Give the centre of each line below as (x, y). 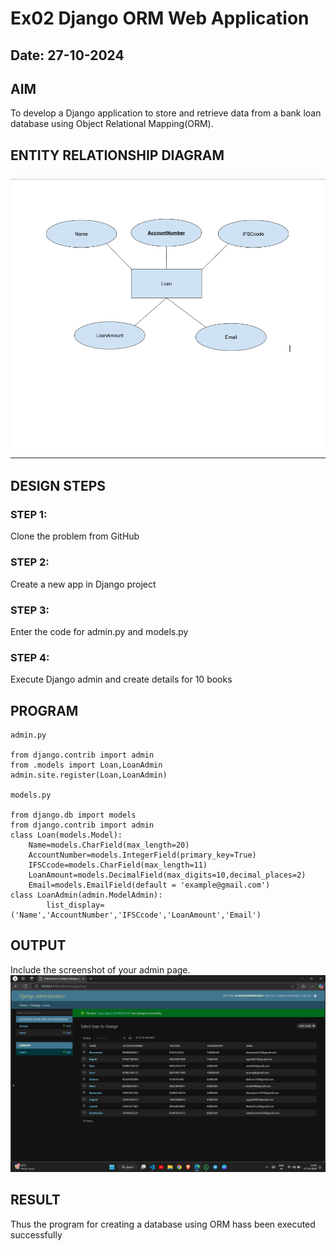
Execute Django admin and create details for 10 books (121, 679)
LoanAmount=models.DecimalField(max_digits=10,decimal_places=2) (167, 875)
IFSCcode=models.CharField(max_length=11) (118, 865)
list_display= (75, 905)
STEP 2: (30, 562)
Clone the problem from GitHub (75, 536)
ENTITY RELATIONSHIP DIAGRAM (117, 155)
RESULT (35, 1200)
